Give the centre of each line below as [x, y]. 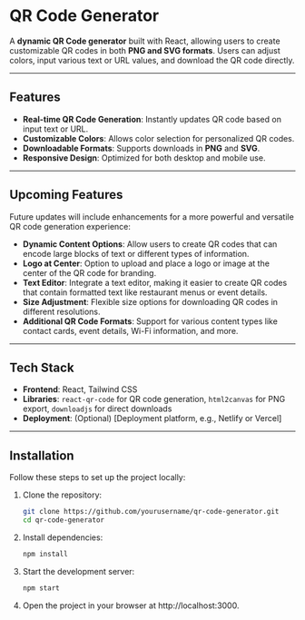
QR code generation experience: [70, 226]
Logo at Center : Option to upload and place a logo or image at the [146, 263]
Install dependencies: [63, 537]
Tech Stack [42, 367]
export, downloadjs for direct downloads [97, 408]
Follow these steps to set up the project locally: [98, 477]
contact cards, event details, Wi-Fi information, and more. [130, 330]
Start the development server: [79, 571]
